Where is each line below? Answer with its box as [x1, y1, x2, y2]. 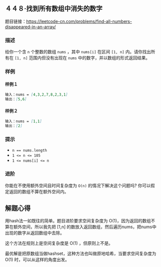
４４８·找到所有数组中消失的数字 [5, 4, 103, 13]
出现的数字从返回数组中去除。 [5, 230, 64, 236]
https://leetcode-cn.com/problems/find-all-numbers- [26, 18, 132, 24]
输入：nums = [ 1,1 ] [5, 119, 42, 124]
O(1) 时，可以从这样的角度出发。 [5, 257, 70, 263]
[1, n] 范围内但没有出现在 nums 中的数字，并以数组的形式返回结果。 [14, 55, 150, 61]
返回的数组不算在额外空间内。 [9, 188, 69, 194]
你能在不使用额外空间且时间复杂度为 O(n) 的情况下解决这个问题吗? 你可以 [5, 183, 151, 188]
